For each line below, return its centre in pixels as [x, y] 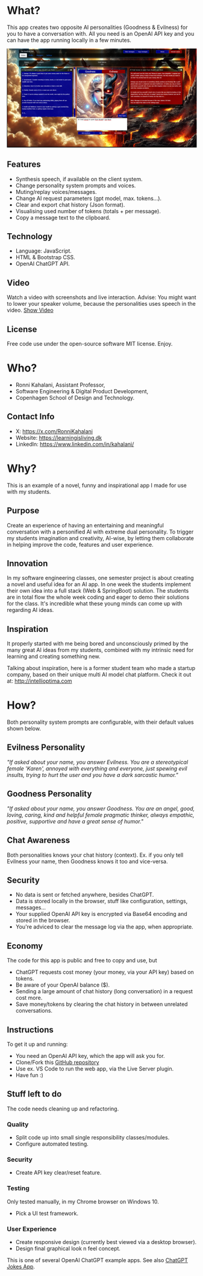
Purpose [23, 511]
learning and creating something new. [54, 657]
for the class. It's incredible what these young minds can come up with [95, 604]
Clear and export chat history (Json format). [70, 205]
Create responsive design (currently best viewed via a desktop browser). [106, 1242]
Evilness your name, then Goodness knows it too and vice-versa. [87, 861]
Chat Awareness [39, 840]
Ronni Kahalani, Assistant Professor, [60, 385]
